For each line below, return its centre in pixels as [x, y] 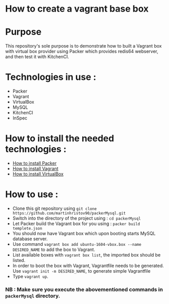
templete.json [27, 228]
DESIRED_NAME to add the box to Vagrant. [54, 249]
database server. [30, 239]
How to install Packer [35, 163]
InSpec [20, 118]
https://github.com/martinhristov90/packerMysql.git [69, 213]
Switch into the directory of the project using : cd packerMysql [77, 218]
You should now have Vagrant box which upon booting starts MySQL [84, 233]
